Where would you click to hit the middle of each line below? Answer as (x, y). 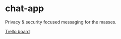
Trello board (18, 31)
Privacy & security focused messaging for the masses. (61, 22)
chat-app (25, 9)
